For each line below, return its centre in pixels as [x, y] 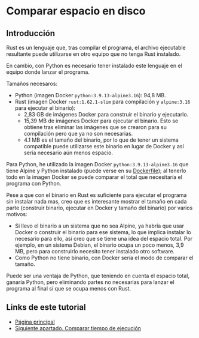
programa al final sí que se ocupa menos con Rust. [69, 288]
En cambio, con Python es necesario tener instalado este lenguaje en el [94, 65]
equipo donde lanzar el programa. [48, 72]
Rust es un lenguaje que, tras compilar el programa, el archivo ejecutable [96, 47]
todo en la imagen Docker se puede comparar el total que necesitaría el [94, 177]
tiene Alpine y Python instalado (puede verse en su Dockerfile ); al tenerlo [96, 171]
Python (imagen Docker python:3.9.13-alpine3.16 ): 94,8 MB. [90, 95]
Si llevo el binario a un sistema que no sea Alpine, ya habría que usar [99, 226]
